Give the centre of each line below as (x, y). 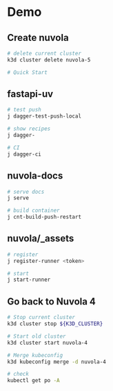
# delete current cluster (44, 53)
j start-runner (29, 280)
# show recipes (29, 129)
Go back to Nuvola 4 (52, 301)
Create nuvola (38, 38)
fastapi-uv (30, 94)
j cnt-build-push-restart (44, 217)
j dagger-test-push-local (44, 116)
